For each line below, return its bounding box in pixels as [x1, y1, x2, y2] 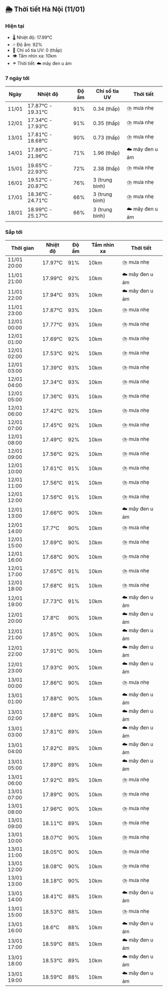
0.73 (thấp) [92, 134, 120, 141]
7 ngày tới [5, 75, 30, 82]
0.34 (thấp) [92, 105, 120, 112]
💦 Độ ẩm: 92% [12, 42, 42, 48]
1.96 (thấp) [92, 150, 120, 157]
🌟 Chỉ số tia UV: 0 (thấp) [12, 47, 62, 53]
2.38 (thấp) [92, 165, 120, 172]
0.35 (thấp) [92, 120, 120, 127]
